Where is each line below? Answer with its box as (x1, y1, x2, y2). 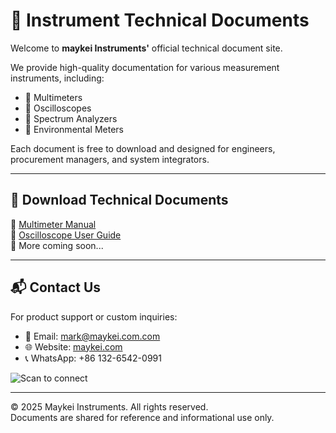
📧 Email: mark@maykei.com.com (24, 330, 161, 342)
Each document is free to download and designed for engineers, (10, 142, 276, 154)
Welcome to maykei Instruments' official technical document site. (10, 42, 283, 54)
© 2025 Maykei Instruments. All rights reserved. (10, 400, 209, 413)
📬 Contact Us (10, 279, 102, 296)
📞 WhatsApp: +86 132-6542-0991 (24, 352, 162, 364)
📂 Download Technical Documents (10, 192, 229, 209)
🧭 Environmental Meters (24, 123, 124, 135)
